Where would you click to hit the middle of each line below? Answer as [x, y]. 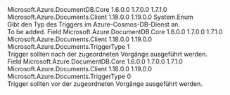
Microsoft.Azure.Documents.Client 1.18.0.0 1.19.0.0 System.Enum [100, 17]
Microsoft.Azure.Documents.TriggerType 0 [69, 76]
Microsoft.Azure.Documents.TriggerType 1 [69, 46]
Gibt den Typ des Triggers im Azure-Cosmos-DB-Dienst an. [94, 24]
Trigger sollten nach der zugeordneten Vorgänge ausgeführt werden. [107, 54]
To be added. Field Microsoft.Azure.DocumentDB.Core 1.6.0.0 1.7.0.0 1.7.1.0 [115, 32]
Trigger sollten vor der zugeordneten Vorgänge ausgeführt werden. [105, 84]
